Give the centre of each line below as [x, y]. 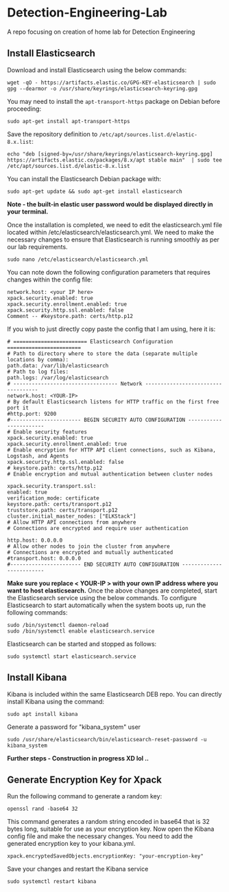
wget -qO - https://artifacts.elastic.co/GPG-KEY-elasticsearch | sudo [111, 83]
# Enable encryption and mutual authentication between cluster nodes [110, 474]
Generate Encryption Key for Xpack [85, 779]
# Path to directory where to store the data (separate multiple [102, 353]
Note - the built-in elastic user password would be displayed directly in [110, 204]
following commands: [37, 612]
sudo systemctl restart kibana [52, 882]
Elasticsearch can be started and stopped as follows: [82, 644]
